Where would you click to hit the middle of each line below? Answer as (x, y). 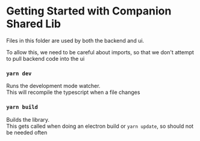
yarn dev (19, 73)
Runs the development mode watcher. (53, 86)
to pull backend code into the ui (45, 58)
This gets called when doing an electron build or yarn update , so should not (100, 126)
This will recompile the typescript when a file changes (73, 92)
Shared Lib (34, 24)
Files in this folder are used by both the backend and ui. (75, 40)
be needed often (27, 132)
